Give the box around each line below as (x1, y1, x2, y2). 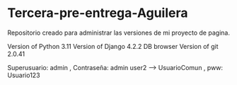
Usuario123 (7, 71, 40, 79)
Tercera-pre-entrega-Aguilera (7, 5, 188, 21)
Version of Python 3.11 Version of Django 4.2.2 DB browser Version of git (7, 42, 219, 50)
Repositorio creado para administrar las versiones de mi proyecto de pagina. (7, 28, 230, 37)
